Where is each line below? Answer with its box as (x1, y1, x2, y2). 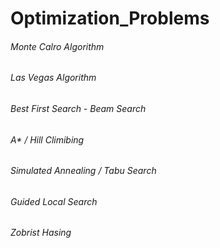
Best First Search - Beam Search (10, 103, 147, 114)
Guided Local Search (10, 195, 98, 207)
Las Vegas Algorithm (10, 72, 97, 84)
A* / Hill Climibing (10, 133, 85, 146)
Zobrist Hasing (10, 227, 72, 239)
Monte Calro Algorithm (10, 40, 105, 52)
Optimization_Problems (10, 7, 210, 30)
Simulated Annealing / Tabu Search (10, 165, 157, 177)
